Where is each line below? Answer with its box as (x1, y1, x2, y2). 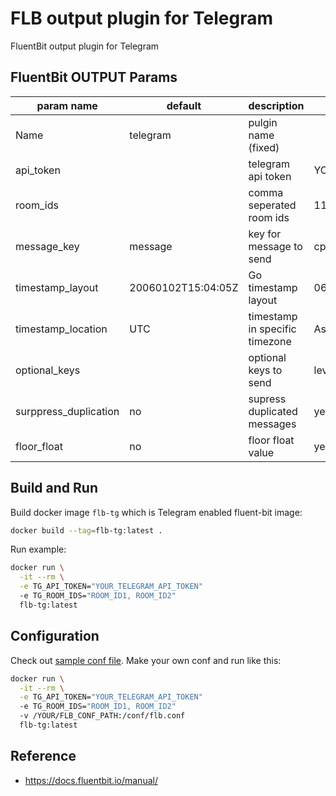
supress (248, 392, 287, 406)
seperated (248, 198, 297, 212)
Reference (10, 748, 77, 765)
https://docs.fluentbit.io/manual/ (24, 774, 158, 786)
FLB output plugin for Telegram (10, 7, 273, 30)
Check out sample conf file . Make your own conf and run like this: (10, 654, 282, 666)
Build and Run (10, 480, 98, 497)
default (166, 98, 202, 112)
